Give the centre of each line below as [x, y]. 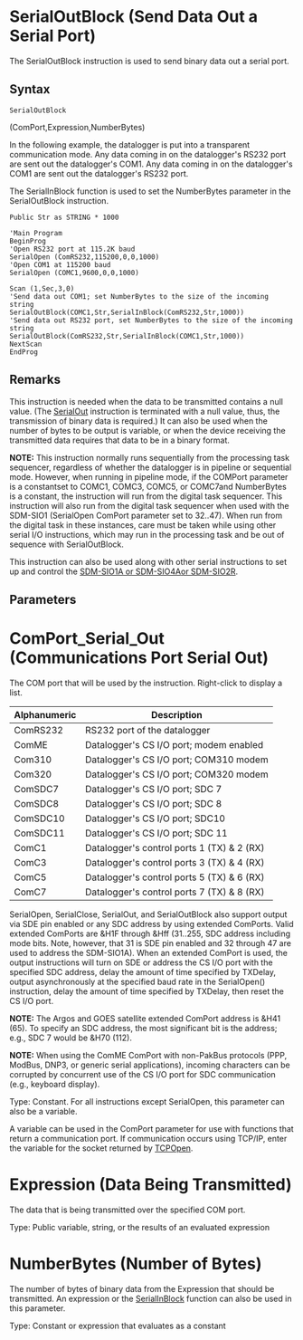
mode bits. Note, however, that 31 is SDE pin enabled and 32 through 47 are [151, 943]
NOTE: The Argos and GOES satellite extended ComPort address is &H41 [145, 1018]
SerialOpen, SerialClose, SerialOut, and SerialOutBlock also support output [148, 914]
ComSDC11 [39, 833]
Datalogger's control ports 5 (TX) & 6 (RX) [175, 877]
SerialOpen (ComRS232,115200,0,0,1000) [85, 257]
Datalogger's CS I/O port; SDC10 [156, 818]
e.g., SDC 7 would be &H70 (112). [71, 1038]
